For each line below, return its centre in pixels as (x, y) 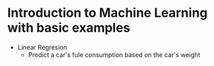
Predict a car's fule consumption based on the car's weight (114, 55)
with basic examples (69, 28)
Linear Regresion (42, 47)
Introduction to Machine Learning (108, 13)
